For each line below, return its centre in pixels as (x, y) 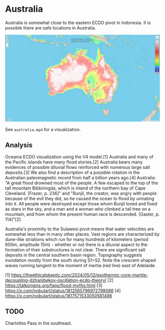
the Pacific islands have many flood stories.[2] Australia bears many (74, 162)
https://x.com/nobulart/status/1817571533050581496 (59, 296)
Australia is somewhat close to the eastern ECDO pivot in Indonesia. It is (78, 23)
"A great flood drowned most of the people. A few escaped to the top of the (82, 183)
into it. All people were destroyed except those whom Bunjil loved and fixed (81, 204)
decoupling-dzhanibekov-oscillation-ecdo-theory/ (56, 280)
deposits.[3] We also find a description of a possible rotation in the (72, 172)
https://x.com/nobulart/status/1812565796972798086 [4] (63, 291)
